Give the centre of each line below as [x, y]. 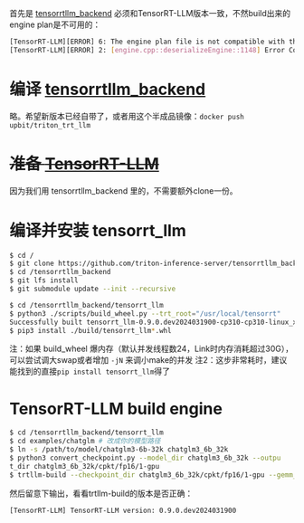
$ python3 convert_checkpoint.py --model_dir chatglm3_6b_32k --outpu [145, 458]
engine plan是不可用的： [55, 24]
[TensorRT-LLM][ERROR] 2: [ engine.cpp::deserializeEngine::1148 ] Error [147, 50]
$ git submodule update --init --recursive [93, 289]
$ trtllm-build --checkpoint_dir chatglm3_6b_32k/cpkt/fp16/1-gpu [137, 475]
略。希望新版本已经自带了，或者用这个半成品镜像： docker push [127, 116]
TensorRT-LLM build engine [116, 409]
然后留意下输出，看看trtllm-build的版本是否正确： [101, 493]
